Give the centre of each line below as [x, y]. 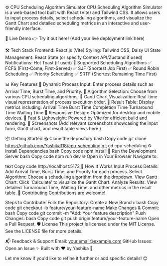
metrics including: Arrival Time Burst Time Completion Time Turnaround [79, 107]
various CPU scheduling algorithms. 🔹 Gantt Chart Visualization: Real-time [81, 97]
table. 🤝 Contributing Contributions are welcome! [55, 193]
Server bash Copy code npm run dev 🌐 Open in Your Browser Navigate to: [82, 156]
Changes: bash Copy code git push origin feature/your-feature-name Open [82, 218]
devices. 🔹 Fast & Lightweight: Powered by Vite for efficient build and [76, 118]
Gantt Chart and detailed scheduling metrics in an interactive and [72, 23]
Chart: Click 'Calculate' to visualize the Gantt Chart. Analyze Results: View [81, 182]
